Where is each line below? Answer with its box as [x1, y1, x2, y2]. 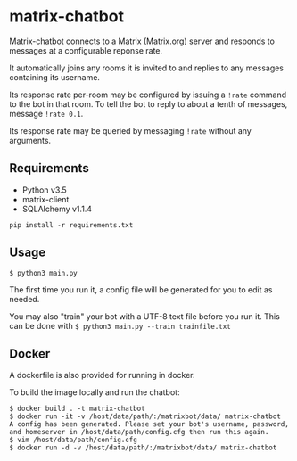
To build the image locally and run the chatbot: [9, 387, 180, 398]
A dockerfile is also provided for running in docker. [9, 370, 195, 381]
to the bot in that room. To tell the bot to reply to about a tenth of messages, [9, 98, 288, 109]
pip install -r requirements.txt [9, 220, 134, 229]
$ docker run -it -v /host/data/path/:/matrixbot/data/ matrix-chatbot [9, 412, 281, 421]
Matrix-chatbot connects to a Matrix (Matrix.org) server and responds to [9, 36, 275, 46]
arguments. [9, 135, 52, 145]
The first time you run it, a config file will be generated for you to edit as [9, 284, 273, 295]
